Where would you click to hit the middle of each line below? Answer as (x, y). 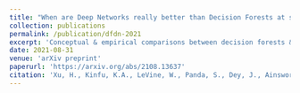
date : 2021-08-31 (42, 50)
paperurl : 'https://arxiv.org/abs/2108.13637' (97, 67)
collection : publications (57, 26)
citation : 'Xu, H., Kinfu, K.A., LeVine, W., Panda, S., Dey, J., (135, 75)
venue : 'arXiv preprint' (55, 58)
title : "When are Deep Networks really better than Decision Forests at (147, 17)
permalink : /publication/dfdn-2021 (75, 34)
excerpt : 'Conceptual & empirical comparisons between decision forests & (151, 42)
